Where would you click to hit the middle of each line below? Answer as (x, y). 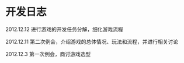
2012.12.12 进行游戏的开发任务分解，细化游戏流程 (64, 29)
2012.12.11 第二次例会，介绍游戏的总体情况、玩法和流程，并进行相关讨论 (92, 41)
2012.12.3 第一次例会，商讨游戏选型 (48, 54)
